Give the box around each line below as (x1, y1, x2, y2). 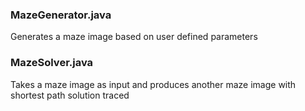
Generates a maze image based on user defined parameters (10, 31, 258, 43)
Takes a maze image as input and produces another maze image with (10, 78, 297, 90)
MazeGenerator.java (10, 8, 112, 22)
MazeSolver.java (10, 56, 94, 70)
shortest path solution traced (10, 89, 130, 101)
